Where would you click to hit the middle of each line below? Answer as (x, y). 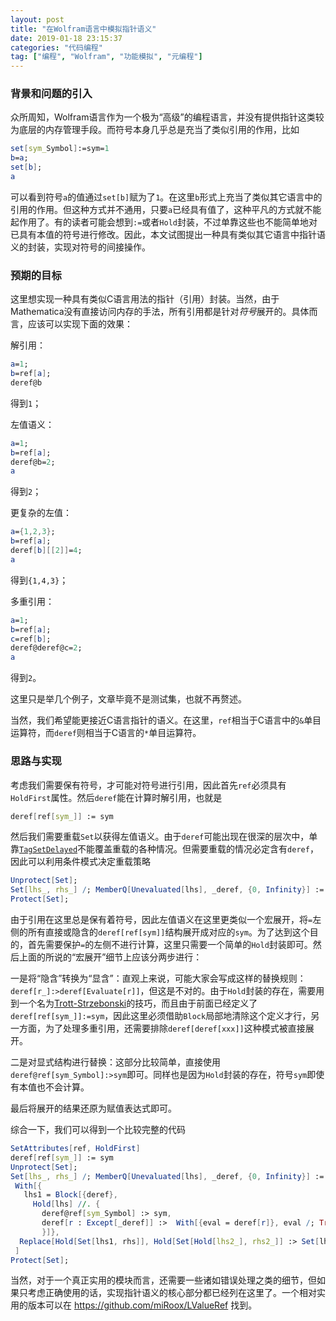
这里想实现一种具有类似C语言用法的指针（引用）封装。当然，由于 (145, 299)
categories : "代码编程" (56, 47)
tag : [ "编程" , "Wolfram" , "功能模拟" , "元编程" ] (106, 57)
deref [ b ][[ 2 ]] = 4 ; (46, 551)
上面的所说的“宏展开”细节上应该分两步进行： (110, 957)
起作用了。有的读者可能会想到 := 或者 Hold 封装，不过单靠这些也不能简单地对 (164, 222)
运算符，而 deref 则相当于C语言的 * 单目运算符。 (106, 733)
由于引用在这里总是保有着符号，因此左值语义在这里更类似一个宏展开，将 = (161, 920)
